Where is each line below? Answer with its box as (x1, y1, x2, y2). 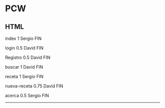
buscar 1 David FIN (5, 64, 43, 70)
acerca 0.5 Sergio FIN (5, 93, 49, 98)
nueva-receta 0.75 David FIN (5, 83, 63, 89)
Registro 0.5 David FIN (5, 54, 51, 60)
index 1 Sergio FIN (5, 35, 42, 41)
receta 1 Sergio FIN (5, 74, 44, 79)
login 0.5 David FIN (5, 45, 44, 51)
